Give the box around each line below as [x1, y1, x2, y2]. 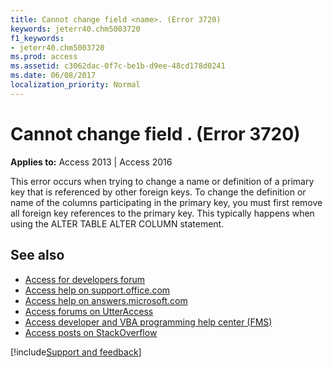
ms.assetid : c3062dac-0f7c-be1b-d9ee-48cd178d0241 [10, 61, 226, 71]
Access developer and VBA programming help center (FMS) [24, 316, 273, 328]
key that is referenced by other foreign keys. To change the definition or [10, 186, 307, 198]
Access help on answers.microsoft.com [24, 294, 188, 306]
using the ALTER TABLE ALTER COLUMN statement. [10, 217, 225, 230]
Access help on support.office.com [24, 284, 171, 296]
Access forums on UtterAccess [24, 305, 154, 317]
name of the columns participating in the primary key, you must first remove [10, 196, 323, 208]
